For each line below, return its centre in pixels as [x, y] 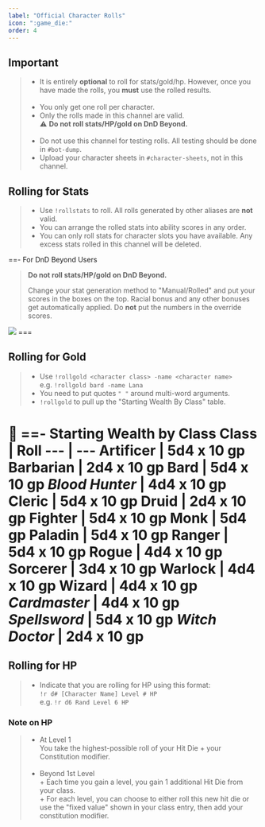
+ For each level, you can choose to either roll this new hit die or [144, 799]
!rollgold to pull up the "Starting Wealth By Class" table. [132, 402]
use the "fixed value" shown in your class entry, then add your [141, 807]
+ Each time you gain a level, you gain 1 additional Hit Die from [141, 782]
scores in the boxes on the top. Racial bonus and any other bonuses [138, 299]
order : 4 [23, 30]
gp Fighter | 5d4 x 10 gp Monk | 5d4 [128, 518]
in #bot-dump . [60, 149]
